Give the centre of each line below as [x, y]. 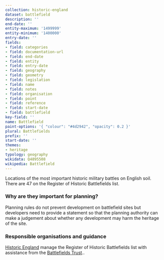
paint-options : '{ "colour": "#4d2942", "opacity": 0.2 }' [68, 126]
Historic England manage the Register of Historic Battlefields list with [76, 247]
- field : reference [25, 103]
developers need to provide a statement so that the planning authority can [81, 213]
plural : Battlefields [28, 131]
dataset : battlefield [28, 15]
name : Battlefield [24, 122]
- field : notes [21, 89]
